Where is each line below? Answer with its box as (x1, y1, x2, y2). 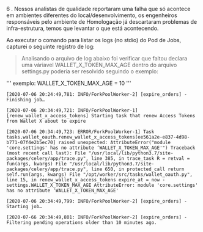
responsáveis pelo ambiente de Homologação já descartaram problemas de (6, 18, 197, 25)
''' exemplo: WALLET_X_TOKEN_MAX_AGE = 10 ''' (6, 79, 131, 87)
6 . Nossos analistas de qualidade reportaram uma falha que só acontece (6, 5, 191, 12)
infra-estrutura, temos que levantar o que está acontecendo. (6, 24, 159, 32)
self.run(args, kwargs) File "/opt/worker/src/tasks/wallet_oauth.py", (6, 172, 193, 178)
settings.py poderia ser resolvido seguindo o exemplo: (21, 68, 159, 75)
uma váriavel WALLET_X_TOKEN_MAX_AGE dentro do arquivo (21, 61, 177, 68)
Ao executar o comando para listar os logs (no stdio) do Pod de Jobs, (6, 37, 182, 43)
